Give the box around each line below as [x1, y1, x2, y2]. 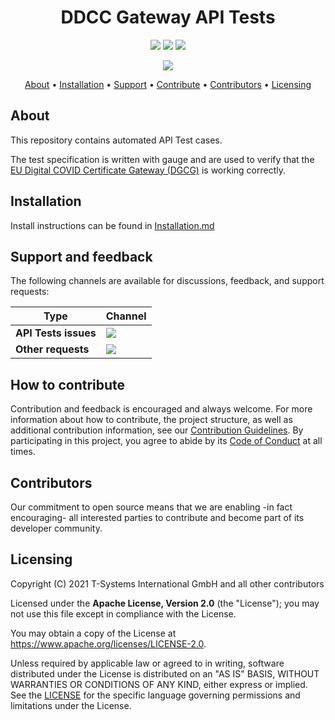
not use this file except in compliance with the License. [10, 607, 237, 620]
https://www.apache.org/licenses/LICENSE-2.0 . [10, 637, 207, 650]
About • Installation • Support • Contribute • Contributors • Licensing [24, 78, 312, 90]
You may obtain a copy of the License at [10, 627, 177, 639]
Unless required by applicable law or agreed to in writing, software [10, 657, 285, 669]
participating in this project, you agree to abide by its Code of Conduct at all [10, 435, 323, 447]
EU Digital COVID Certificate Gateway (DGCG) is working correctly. [10, 164, 287, 176]
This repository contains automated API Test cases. [10, 134, 223, 146]
